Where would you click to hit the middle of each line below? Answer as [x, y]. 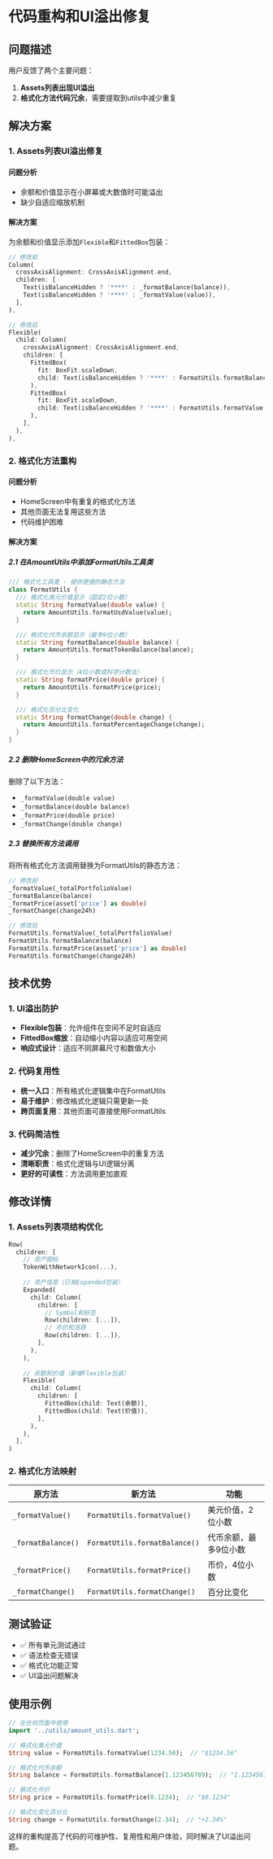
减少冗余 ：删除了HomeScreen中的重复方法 [92, 1153]
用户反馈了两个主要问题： [51, 70]
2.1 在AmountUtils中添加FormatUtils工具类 [81, 562]
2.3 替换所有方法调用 [43, 843]
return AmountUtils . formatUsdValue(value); [98, 612]
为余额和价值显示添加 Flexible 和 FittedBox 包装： [89, 242]
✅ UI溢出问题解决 [49, 1676]
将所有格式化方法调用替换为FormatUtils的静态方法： [95, 865]
